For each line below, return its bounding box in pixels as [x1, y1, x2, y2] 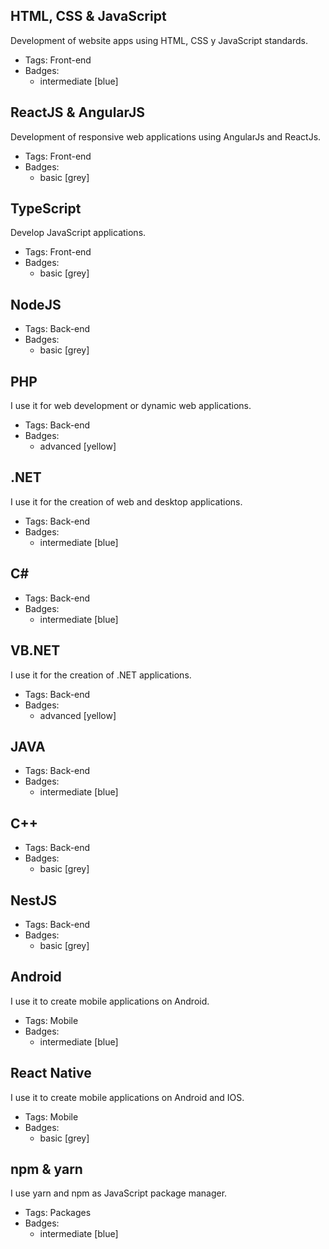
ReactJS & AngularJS [10, 104, 145, 121]
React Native [10, 1065, 92, 1082]
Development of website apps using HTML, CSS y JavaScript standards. [10, 34, 309, 46]
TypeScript [10, 200, 82, 218]
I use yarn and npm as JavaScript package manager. [10, 1187, 228, 1199]
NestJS [10, 892, 57, 909]
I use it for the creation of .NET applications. [10, 669, 192, 681]
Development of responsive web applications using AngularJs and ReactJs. [10, 130, 322, 143]
